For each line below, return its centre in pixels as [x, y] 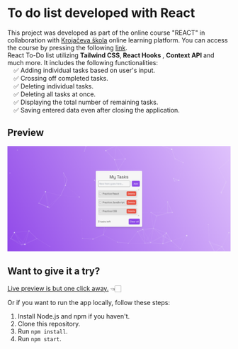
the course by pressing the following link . [67, 47]
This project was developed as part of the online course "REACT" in [106, 33]
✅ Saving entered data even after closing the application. [97, 110]
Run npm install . [43, 331]
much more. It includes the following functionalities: [83, 62]
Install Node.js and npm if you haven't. [74, 316]
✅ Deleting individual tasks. [54, 86]
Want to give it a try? [54, 271]
